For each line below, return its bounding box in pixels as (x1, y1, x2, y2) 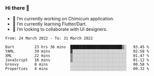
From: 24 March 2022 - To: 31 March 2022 (5, 36, 93, 41)
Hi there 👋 (5, 4, 30, 11)
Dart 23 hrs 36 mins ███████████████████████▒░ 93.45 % (5, 45, 149, 50)
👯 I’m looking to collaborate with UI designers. (12, 26, 108, 32)
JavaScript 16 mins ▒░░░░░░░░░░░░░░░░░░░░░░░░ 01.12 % (5, 58, 149, 63)
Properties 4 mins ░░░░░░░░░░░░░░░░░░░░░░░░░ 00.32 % (5, 67, 149, 72)
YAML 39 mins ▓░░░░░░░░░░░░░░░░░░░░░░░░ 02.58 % (5, 49, 149, 54)
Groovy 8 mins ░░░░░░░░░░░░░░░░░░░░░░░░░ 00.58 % (5, 62, 149, 67)
